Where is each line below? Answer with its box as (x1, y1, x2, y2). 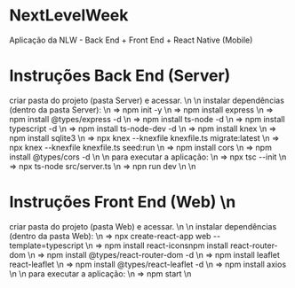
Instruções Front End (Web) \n (9, 192, 236, 213)
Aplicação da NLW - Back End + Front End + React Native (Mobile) (9, 35, 253, 45)
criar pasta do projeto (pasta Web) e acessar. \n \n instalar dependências (9, 221, 277, 231)
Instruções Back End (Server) (9, 66, 231, 86)
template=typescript (9, 240, 84, 251)
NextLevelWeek (9, 5, 129, 26)
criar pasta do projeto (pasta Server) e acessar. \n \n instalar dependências (9, 95, 284, 105)
